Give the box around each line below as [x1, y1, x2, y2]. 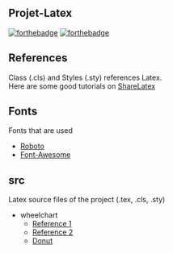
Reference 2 [32, 227, 74, 237]
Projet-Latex [8, 6, 73, 20]
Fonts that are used [8, 126, 73, 135]
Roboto [19, 141, 44, 151]
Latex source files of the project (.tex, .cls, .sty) [8, 195, 166, 205]
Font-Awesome [19, 150, 71, 160]
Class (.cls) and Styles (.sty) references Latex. [8, 73, 162, 82]
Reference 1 [32, 219, 72, 229]
